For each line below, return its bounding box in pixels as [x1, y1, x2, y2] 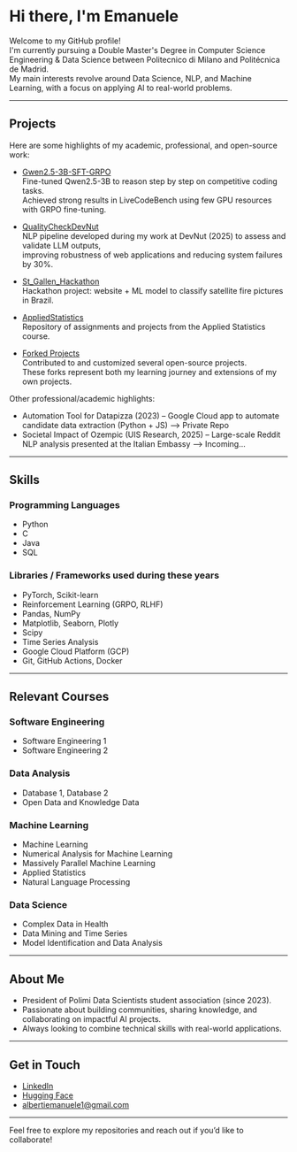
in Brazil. [21, 295, 55, 305]
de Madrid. [9, 64, 49, 74]
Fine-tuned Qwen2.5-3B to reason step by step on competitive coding [21, 175, 278, 187]
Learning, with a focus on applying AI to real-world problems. [9, 82, 232, 93]
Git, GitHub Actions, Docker [21, 655, 123, 665]
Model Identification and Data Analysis [21, 938, 164, 948]
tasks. [21, 185, 44, 196]
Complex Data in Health [21, 918, 109, 930]
